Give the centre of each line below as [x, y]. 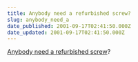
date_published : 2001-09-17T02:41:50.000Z [69, 26]
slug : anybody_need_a [38, 20]
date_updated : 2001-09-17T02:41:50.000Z [66, 32]
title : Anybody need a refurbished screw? [69, 13]
